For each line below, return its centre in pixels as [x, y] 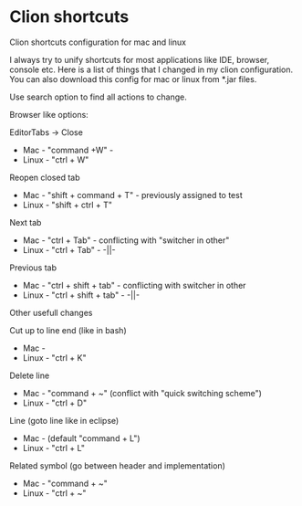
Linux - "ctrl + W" [56, 159]
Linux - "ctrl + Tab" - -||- [69, 249]
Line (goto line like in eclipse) [64, 420]
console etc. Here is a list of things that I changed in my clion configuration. [151, 69]
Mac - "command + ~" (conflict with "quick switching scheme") [142, 393]
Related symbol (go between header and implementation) [118, 465]
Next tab [26, 222]
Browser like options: [49, 114]
